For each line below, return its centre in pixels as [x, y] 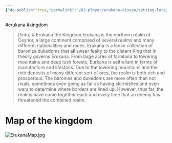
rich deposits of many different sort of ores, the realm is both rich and [91, 73]
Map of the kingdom [49, 120]
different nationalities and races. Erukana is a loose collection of [85, 45]
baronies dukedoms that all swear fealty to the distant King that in [87, 51]
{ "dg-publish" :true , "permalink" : [41, 10]
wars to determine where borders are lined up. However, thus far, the [91, 89]
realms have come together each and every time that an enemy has [89, 94]
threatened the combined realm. [52, 100]
